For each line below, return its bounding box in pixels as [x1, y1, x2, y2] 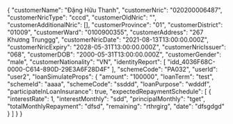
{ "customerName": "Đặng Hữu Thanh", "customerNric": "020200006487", [7, 6, 223, 14]
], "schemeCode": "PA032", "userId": [111, 65, 218, 73]
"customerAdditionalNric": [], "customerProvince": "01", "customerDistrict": [7, 21, 223, 29]
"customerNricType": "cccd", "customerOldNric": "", [7, 13, 157, 22]
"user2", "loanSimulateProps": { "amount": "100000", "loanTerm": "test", [7, 72, 214, 81]
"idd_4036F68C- [167, 58, 216, 65]
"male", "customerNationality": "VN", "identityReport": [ [7, 58, 166, 65]
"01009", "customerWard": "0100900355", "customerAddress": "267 [7, 28, 204, 36]
